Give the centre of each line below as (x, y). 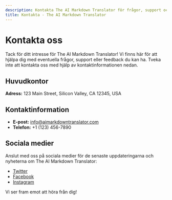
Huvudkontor (27, 81)
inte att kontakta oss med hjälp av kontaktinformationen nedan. (72, 65)
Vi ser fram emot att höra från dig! (41, 192)
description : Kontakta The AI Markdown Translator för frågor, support (83, 10)
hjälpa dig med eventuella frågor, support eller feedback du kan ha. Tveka (83, 60)
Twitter (20, 171)
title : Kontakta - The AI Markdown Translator (56, 15)
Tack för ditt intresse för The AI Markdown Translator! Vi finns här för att (81, 54)
